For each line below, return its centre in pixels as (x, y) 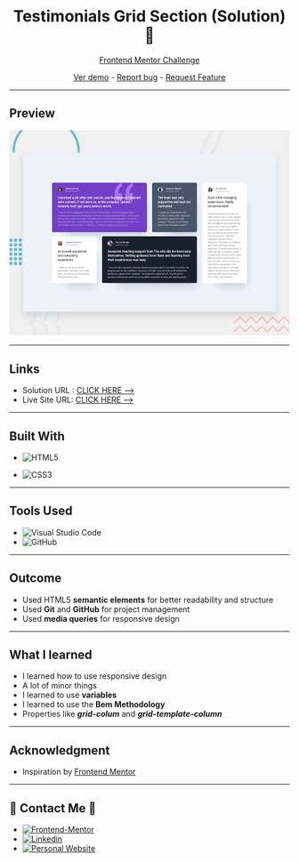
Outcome (36, 579)
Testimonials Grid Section (110, 16)
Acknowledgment (60, 750)
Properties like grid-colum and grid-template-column (122, 714)
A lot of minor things (60, 686)
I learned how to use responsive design (94, 676)
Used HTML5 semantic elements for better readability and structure (148, 600)
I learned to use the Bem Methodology (93, 705)
